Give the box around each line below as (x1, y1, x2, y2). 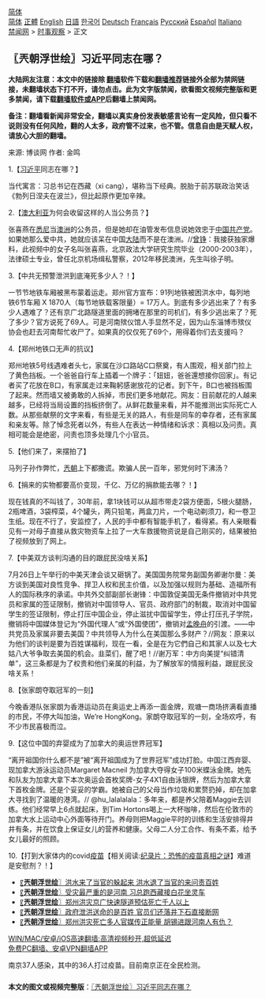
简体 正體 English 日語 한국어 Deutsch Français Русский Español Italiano (8, 17, 242, 26)
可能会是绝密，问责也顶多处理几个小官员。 (14, 429, 154, 439)
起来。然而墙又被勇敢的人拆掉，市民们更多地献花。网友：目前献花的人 (14, 390, 243, 399)
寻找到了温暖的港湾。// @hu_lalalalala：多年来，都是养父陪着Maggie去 (14, 795, 244, 804)
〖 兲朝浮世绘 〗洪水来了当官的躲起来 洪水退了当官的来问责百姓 (19, 877, 219, 887)
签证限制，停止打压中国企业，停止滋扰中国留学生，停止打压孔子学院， (28, 609, 257, 619)
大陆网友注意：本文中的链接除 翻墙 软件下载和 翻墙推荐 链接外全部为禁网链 (8, 74, 245, 84)
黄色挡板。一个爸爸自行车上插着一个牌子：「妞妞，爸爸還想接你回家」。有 (14, 370, 250, 380)
